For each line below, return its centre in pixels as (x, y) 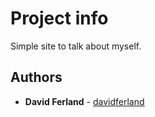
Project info (59, 18)
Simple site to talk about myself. (76, 46)
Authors (36, 77)
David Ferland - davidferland (84, 101)
